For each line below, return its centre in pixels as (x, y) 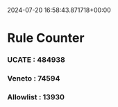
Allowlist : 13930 (36, 97)
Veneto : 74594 (34, 79)
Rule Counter (46, 38)
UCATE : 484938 (36, 60)
